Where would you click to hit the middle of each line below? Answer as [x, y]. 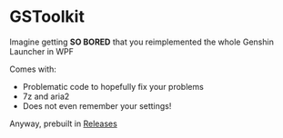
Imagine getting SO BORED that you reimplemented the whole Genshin [142, 42]
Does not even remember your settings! [97, 105]
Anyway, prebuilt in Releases [64, 123]
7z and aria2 [46, 96]
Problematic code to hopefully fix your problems [113, 86]
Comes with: [33, 69]
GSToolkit [47, 17]
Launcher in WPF [42, 51]
